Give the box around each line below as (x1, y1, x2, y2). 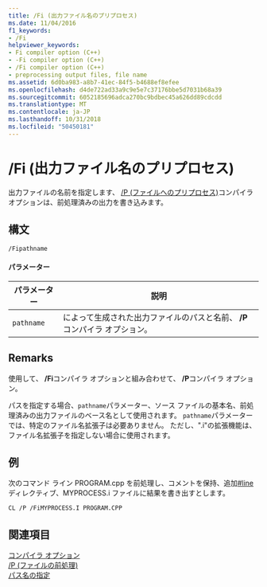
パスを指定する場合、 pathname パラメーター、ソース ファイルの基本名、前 (8, 400, 247, 410)
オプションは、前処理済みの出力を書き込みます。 (8, 197, 168, 207)
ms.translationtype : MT (8, 100, 87, 108)
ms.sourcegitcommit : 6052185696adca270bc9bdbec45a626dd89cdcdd (8, 93, 222, 101)
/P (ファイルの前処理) (8, 561, 79, 570)
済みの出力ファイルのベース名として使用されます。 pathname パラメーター (14, 410, 253, 420)
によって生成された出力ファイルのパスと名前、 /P (62, 311, 248, 323)
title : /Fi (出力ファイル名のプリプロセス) (8, 11, 137, 20)
